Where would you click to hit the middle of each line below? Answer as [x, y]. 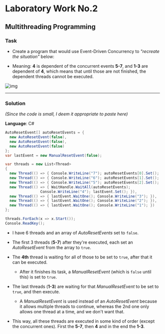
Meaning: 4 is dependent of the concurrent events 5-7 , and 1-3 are [80, 66]
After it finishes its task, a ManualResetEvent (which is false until [85, 272]
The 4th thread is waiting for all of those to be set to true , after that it [82, 257]
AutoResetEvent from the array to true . [52, 247]
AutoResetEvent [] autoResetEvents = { [45, 133]
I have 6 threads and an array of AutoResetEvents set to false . [75, 233]
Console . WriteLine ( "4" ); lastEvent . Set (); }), [89, 192]
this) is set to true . [38, 277]
